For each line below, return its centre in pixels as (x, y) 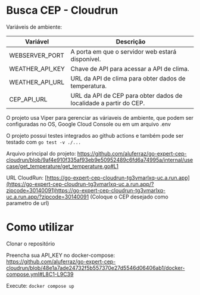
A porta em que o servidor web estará (124, 51)
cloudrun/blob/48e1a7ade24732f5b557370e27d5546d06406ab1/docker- (96, 268)
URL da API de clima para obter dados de (128, 78)
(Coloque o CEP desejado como (129, 197)
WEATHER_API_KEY (37, 69)
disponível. (86, 59)
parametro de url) (28, 203)
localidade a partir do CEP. (108, 103)
